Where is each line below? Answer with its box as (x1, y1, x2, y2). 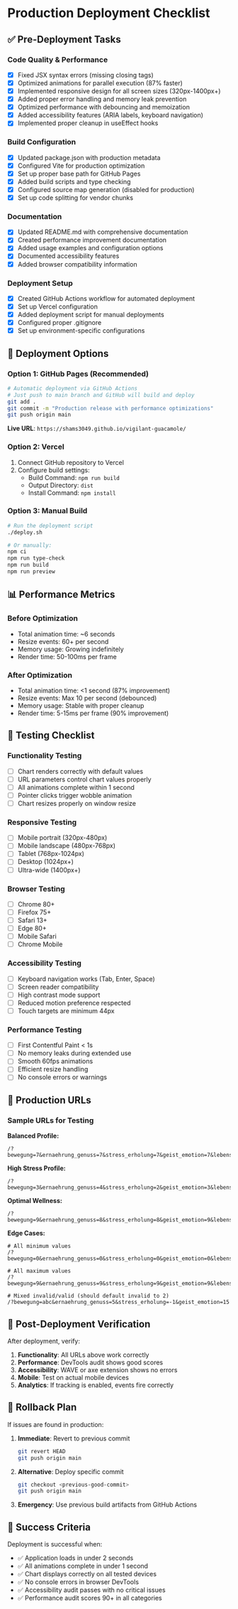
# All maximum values (7, 1268, 72, 1275)
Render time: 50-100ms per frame (17, 652, 117, 661)
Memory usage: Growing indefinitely (17, 645, 124, 653)
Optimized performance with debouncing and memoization (17, 103, 190, 112)
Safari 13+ (17, 916, 47, 924)
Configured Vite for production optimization (17, 161, 145, 170)
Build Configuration (7, 137, 76, 147)
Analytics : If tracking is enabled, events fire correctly (17, 1381, 174, 1389)
